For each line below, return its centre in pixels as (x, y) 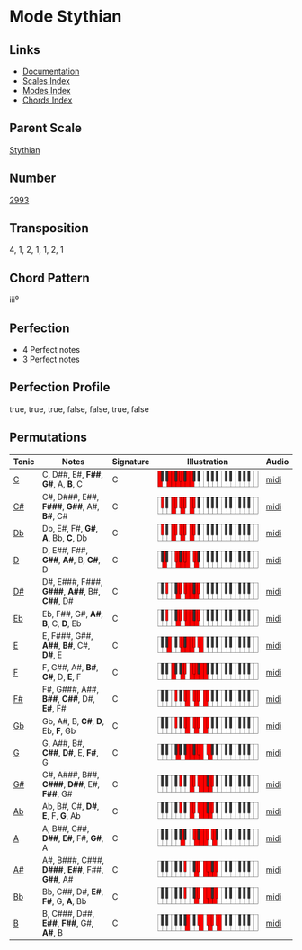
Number (33, 179)
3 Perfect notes (51, 359)
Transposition (49, 228)
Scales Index (46, 81)
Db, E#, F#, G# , (70, 528)
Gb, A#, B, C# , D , (73, 721)
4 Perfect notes (51, 350)
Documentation (51, 71)
